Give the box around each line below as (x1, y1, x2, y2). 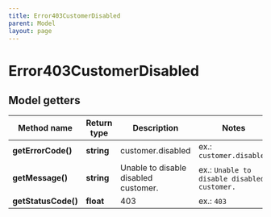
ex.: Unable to (198, 165, 252, 176)
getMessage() (12, 173, 69, 184)
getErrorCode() (12, 145, 73, 156)
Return (85, 118, 113, 129)
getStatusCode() (12, 195, 78, 207)
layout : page (8, 27, 52, 35)
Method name (17, 123, 73, 134)
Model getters (8, 94, 81, 107)
